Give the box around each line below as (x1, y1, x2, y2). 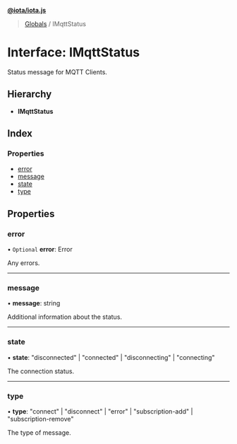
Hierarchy (7, 88, 52, 100)
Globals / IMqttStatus (24, 20, 87, 28)
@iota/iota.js (7, 6, 47, 14)
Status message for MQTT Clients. (7, 67, 108, 76)
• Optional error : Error (7, 245, 73, 254)
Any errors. (7, 259, 40, 267)
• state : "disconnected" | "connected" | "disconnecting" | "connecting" (7, 353, 215, 361)
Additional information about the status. (7, 312, 122, 321)
